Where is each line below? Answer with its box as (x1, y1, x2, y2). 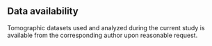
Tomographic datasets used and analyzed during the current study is (7, 23, 205, 32)
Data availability (7, 5, 79, 17)
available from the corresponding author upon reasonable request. (7, 31, 198, 39)
